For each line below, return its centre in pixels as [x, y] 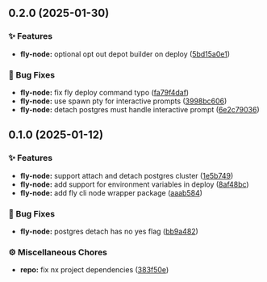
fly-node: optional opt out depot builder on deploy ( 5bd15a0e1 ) [125, 54]
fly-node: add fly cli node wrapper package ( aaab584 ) [111, 192]
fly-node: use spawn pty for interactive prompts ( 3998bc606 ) [123, 101]
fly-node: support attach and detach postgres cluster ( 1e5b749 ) [127, 175]
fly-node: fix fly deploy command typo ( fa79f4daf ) [104, 92]
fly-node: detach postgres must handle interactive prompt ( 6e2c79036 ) [140, 109]
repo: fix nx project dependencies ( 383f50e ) [94, 270]
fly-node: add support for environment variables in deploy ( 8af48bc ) [134, 184]
